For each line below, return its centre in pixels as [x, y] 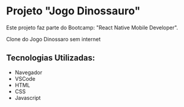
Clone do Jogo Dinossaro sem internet [54, 39]
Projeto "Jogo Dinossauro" [74, 11]
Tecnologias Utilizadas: [51, 58]
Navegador [29, 72]
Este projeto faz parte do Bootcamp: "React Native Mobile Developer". [92, 27]
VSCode [25, 78]
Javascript [28, 97]
